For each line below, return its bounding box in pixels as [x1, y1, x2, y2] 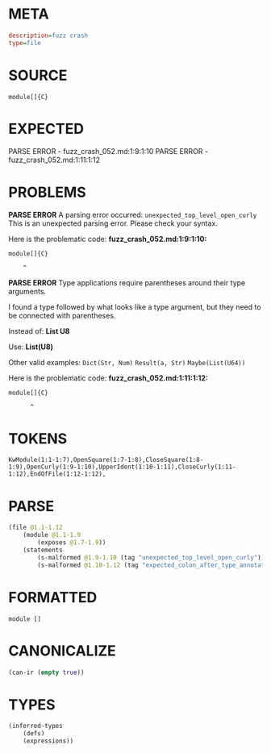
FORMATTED [8, 588, 98, 606]
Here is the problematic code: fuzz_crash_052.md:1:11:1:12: [8, 372, 208, 383]
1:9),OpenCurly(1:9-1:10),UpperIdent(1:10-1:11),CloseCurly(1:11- [8, 463, 236, 472]
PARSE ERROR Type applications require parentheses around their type [8, 277, 246, 287]
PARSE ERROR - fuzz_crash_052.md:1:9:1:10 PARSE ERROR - [8, 146, 208, 156]
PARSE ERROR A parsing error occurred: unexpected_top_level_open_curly [8, 210, 257, 219]
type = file [8, 39, 42, 47]
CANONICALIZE [8, 642, 117, 659]
